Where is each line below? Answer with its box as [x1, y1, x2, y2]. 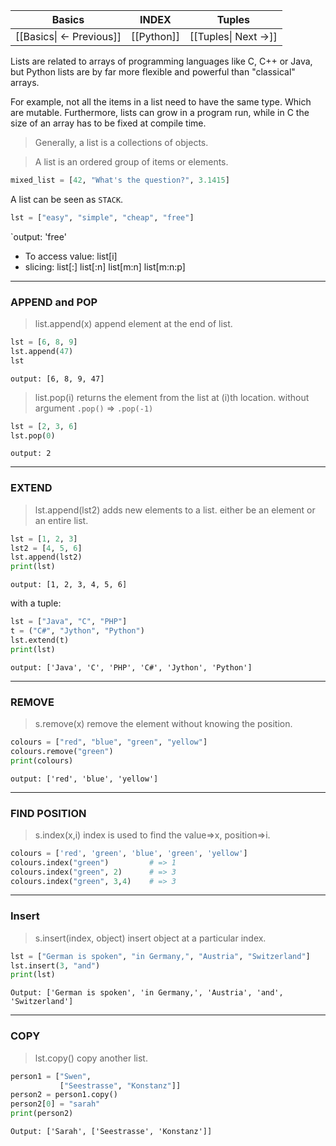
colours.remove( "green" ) [10, 746, 114, 756]
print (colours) [10, 755, 74, 766]
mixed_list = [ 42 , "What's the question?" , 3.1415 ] [10, 175, 230, 185]
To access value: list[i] [24, 250, 118, 262]
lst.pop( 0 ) [10, 430, 56, 441]
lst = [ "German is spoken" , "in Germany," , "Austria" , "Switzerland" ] [10, 951, 311, 961]
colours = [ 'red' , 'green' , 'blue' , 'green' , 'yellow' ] [10, 848, 248, 858]
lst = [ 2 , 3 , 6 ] [10, 421, 78, 431]
